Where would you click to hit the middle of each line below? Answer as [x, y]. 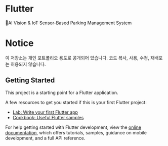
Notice [19, 43]
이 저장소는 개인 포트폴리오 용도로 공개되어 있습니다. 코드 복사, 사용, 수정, [77, 58]
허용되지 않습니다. [28, 64]
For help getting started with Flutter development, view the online [73, 127]
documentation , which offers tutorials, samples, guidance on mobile [76, 132]
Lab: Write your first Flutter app [45, 112]
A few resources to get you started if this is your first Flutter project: [76, 102]
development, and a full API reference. [45, 138]
